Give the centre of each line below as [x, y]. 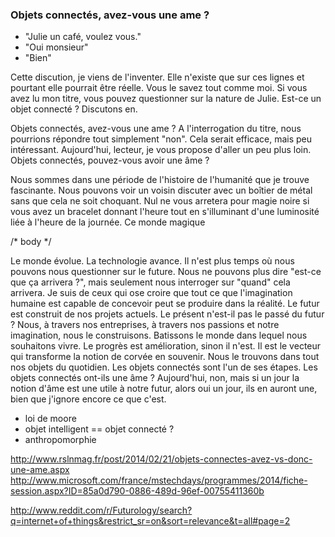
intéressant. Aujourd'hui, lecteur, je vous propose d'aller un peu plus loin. [161, 150]
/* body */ [31, 242]
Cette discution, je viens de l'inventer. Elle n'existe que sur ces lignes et [157, 77]
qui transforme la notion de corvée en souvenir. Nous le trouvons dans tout [165, 357]
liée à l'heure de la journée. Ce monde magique [108, 222]
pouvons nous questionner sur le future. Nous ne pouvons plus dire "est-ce [166, 272]
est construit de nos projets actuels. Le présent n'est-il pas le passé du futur [167, 314]
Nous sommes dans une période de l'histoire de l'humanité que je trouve [160, 180]
